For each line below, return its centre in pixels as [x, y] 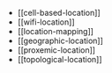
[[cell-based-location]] [59, 13]
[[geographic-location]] [60, 40]
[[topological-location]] [60, 59]
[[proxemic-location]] [56, 50]
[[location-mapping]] [56, 31]
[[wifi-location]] [46, 22]
